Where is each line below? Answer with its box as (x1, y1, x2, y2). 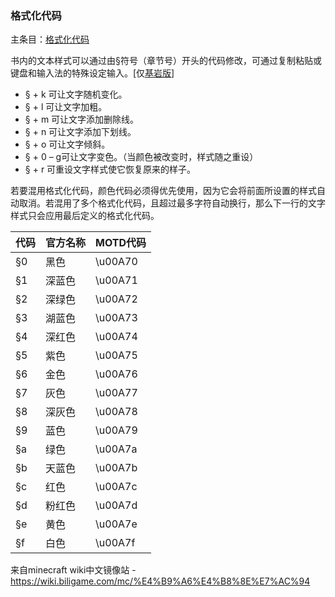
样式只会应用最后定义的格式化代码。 (10, 210, 160, 222)
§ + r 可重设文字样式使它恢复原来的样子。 (24, 163, 197, 176)
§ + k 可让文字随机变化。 (24, 88, 128, 101)
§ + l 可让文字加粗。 (24, 101, 108, 113)
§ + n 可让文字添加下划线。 (24, 126, 137, 138)
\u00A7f (95, 536, 136, 550)
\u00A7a (95, 442, 138, 456)
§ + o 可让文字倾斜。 (24, 138, 111, 151)
